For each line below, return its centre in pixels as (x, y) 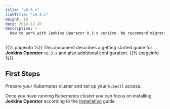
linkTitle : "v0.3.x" (27, 15)
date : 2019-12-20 (24, 24)
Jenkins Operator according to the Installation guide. (61, 101)
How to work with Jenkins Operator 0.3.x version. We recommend (79, 33)
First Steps (23, 74)
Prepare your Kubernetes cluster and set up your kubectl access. (73, 86)
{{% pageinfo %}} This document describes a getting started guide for (79, 47)
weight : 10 (17, 19)
